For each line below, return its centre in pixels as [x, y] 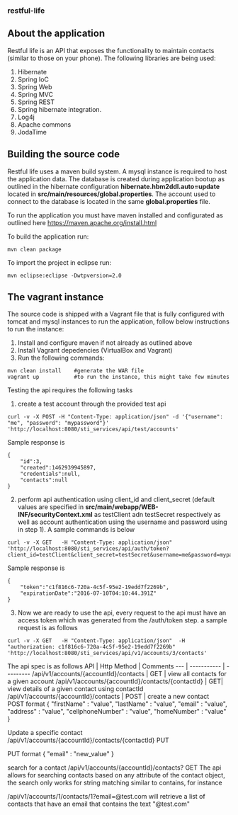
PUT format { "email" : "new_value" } [61, 754]
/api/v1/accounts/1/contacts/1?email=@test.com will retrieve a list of [106, 797]
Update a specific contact [45, 733]
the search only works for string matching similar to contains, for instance [115, 783]
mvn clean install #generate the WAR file [75, 371]
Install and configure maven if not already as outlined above [105, 343]
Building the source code [64, 154]
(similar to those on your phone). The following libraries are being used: [112, 58]
